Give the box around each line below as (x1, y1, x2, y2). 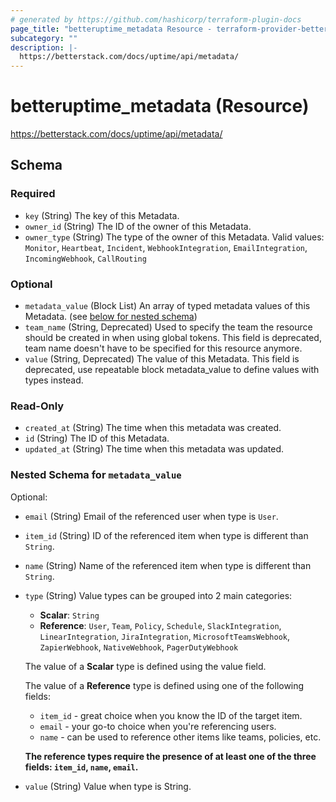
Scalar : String (39, 609, 100, 621)
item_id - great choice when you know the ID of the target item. (39, 709, 303, 721)
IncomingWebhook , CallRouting (24, 252, 147, 264)
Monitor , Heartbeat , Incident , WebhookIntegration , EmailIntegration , (24, 241, 308, 253)
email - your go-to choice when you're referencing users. (39, 720, 277, 732)
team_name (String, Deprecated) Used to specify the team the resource (24, 321, 313, 333)
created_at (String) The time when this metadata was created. (24, 422, 282, 434)
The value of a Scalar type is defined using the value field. (24, 660, 267, 672)
